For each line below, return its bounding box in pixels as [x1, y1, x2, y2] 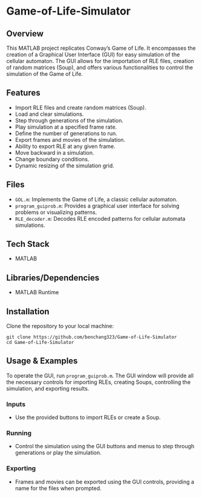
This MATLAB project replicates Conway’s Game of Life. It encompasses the [6, 44, 197, 52]
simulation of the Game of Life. [6, 70, 83, 77]
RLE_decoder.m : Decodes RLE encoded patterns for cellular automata [15, 215, 186, 222]
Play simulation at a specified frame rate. [15, 123, 117, 130]
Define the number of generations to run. [15, 129, 118, 137]
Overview [6, 29, 44, 39]
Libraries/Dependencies [6, 272, 100, 283]
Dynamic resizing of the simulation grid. [15, 162, 114, 169]
